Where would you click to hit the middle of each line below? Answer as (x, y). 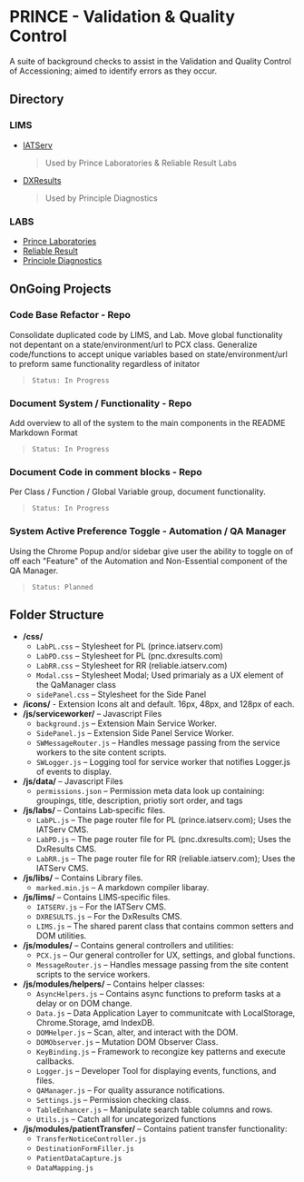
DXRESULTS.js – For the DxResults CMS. (109, 917)
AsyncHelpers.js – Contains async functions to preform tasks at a (158, 994)
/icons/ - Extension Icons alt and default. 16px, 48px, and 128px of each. (158, 704)
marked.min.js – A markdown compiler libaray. (123, 888)
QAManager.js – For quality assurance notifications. (130, 1090)
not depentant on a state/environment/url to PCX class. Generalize (133, 344)
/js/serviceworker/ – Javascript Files (92, 714)
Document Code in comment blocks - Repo (106, 472)
